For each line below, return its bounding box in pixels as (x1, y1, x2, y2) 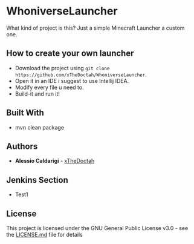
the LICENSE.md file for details (6, 231, 83, 238)
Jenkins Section (6, 174, 68, 185)
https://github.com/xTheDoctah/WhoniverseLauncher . (15, 71, 147, 78)
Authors (6, 141, 38, 151)
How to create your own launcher (6, 48, 134, 59)
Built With (6, 108, 44, 118)
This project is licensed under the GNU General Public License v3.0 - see (6, 225, 189, 231)
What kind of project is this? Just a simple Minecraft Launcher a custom (6, 24, 185, 31)
